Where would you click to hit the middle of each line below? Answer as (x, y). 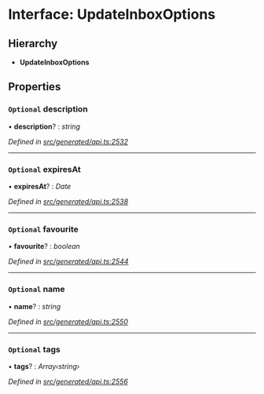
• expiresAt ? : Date (40, 186)
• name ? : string (35, 306)
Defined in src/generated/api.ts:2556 (68, 381)
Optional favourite (43, 229)
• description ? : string (44, 126)
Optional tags (34, 349)
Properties (35, 87)
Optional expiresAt (44, 169)
